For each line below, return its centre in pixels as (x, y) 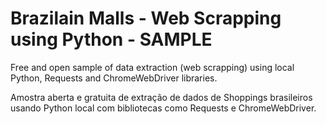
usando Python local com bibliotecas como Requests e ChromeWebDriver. (163, 108)
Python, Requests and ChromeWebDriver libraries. (114, 78)
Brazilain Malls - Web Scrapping (146, 18)
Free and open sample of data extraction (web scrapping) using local (152, 67)
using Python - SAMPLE (111, 39)
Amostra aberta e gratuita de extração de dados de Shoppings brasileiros (161, 97)
